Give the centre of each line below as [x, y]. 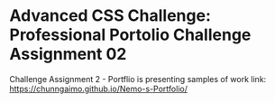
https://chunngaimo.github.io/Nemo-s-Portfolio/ [98, 89]
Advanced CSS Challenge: [110, 16]
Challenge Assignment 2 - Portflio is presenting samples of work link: [138, 79]
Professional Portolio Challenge [130, 35]
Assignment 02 [68, 54]
